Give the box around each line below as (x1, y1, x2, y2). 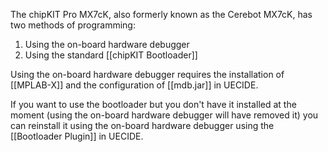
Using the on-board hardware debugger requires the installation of (10, 69, 285, 80)
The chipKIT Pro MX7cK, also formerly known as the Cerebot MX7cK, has (10, 9, 313, 20)
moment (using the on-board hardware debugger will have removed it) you (10, 109, 319, 121)
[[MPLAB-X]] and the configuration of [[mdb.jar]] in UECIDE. (10, 79, 259, 91)
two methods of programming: (10, 19, 136, 31)
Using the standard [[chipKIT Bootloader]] (24, 49, 198, 61)
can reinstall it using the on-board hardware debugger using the (10, 120, 275, 131)
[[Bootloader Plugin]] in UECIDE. (10, 130, 144, 142)
